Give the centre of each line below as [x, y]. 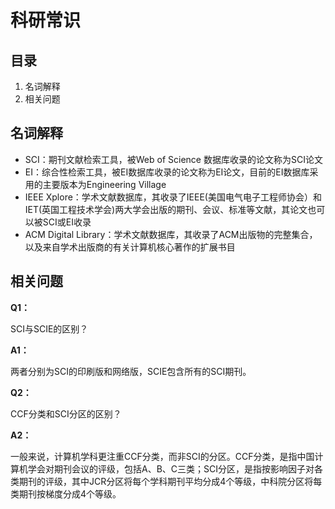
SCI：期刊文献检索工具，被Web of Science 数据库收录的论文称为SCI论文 [173, 159]
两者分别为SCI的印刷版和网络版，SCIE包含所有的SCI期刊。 [131, 371]
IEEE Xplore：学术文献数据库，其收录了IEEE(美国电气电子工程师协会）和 [173, 197]
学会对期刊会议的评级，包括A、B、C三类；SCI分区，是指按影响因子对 [171, 468]
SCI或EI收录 [67, 222]
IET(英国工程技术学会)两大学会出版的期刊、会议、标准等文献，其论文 [166, 209]
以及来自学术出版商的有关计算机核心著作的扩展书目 [130, 247]
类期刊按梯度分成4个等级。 [66, 493]
